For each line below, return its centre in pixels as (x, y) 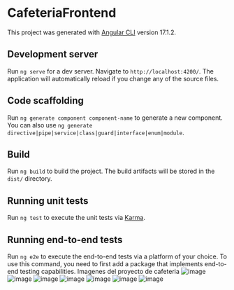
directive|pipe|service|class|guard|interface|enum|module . (96, 132)
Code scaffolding (45, 101)
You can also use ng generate (50, 125)
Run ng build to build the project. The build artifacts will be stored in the (111, 171)
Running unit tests (48, 201)
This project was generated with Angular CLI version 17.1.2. (92, 32)
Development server (53, 54)
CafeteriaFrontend (62, 13)
